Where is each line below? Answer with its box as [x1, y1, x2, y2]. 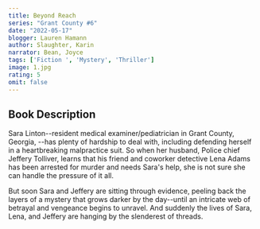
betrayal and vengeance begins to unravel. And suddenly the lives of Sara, [8, 204, 252, 213]
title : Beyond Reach [8, 11, 77, 20]
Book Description [8, 107, 96, 121]
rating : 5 [8, 71, 41, 79]
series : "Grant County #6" [8, 19, 98, 27]
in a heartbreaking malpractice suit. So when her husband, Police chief [8, 146, 240, 155]
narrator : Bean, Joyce [8, 49, 83, 56]
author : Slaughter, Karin [8, 41, 94, 49]
